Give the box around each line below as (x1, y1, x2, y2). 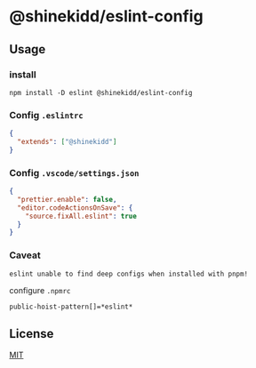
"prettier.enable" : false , (17, 195, 117, 204)
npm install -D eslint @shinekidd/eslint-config (9, 88, 193, 97)
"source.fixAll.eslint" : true (25, 212, 138, 220)
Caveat (9, 249, 42, 261)
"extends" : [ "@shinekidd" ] (17, 138, 117, 147)
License (9, 326, 54, 341)
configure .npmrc (9, 284, 71, 295)
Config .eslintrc (9, 108, 84, 121)
